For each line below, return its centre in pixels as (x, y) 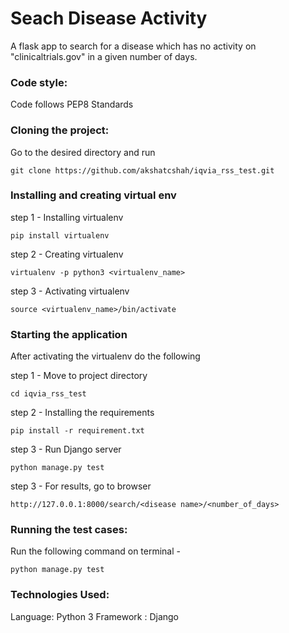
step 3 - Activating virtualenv (70, 291)
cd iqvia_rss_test (48, 394)
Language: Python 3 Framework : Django (95, 616)
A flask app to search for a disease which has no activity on (133, 46)
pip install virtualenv (60, 235)
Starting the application (69, 334)
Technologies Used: (60, 595)
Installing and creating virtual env (93, 195)
